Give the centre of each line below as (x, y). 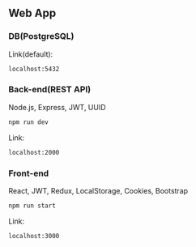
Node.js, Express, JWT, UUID (58, 107)
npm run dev (28, 122)
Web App (32, 13)
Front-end (29, 173)
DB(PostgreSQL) (41, 36)
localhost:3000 (34, 236)
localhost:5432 (34, 69)
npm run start (32, 206)
